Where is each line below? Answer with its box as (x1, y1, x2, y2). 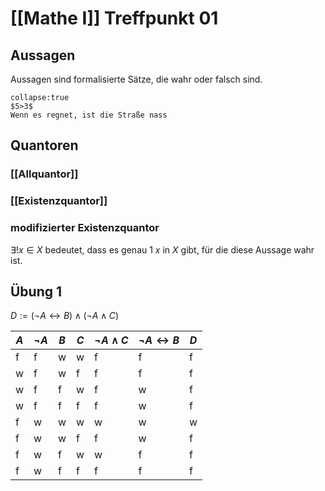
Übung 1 (10, 283, 63, 300)
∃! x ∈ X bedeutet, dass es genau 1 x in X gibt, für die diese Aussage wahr (10, 243, 315, 256)
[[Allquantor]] (10, 167, 79, 181)
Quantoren (10, 137, 79, 154)
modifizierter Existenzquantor (10, 221, 160, 235)
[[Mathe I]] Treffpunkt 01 (10, 7, 219, 30)
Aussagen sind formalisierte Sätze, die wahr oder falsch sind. (10, 73, 263, 85)
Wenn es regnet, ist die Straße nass (10, 110, 168, 120)
